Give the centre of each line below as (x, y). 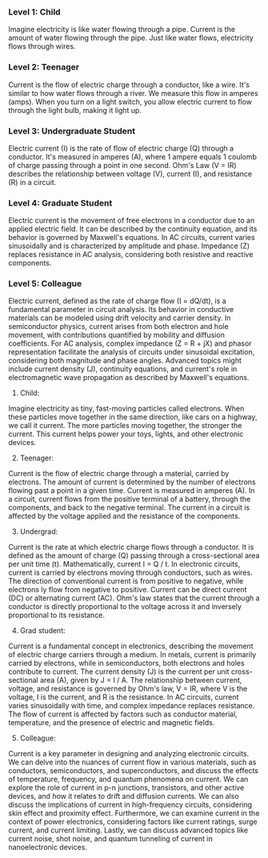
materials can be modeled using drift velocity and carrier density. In (120, 318)
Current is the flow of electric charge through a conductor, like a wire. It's (129, 84)
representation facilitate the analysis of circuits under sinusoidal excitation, (132, 352)
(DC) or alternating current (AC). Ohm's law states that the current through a (134, 598)
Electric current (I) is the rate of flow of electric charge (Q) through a (121, 148)
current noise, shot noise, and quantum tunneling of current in (111, 839)
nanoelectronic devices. (48, 848)
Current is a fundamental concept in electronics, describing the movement (131, 646)
